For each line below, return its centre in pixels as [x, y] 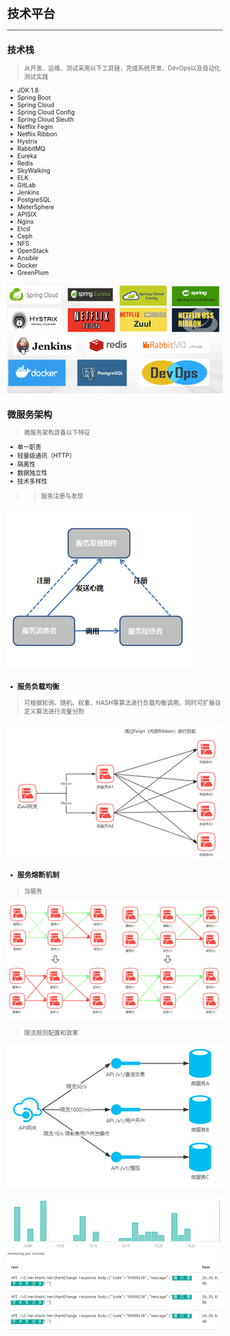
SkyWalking [34, 170]
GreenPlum [33, 273]
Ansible [28, 257]
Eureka [27, 156]
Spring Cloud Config [46, 112]
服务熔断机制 [38, 875]
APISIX [27, 214]
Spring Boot [34, 97]
